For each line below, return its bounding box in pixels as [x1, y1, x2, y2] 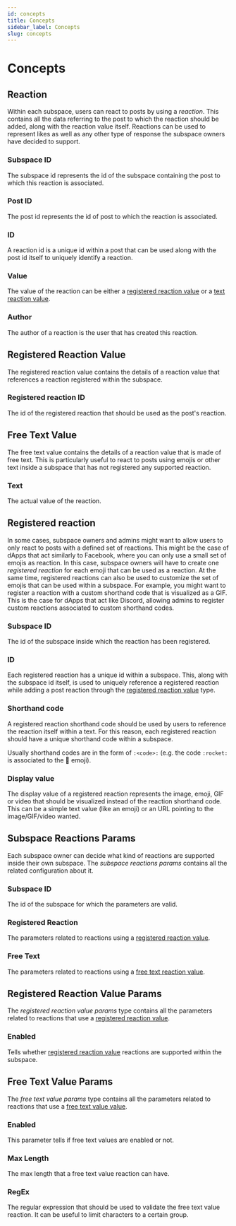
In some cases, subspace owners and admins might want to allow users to [7, 536, 223, 544]
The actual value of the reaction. [7, 496, 102, 505]
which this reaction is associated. [7, 178, 104, 187]
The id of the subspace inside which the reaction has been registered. [7, 637, 211, 646]
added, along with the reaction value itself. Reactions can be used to [7, 122, 206, 131]
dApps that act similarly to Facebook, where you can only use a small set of [7, 550, 227, 559]
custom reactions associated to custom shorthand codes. [7, 603, 175, 612]
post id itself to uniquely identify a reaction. [7, 254, 133, 262]
